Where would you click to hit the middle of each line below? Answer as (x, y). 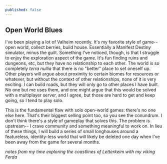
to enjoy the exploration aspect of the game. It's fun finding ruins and (76, 58)
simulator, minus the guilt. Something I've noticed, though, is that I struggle (82, 52)
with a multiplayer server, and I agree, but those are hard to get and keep (80, 95)
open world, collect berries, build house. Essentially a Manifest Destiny (78, 47)
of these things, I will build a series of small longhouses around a (72, 131)
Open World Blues (34, 30)
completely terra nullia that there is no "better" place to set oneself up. (78, 68)
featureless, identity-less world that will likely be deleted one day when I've (82, 137)
